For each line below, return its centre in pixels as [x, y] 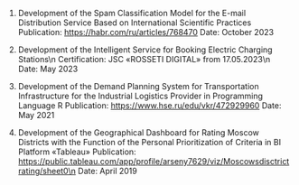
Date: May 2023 [48, 69]
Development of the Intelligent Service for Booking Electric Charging [145, 50]
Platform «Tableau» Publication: [77, 152]
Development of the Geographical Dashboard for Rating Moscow [138, 133]
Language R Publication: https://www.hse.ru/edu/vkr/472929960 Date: [149, 106]
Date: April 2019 [107, 171]
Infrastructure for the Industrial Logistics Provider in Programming [140, 96]
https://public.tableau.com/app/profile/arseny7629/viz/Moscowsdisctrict [154, 161]
